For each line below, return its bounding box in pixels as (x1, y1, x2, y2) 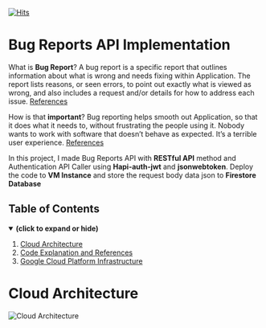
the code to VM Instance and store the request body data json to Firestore (8, 170, 257, 180)
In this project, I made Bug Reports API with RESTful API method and (8, 153, 237, 162)
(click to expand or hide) (15, 223, 99, 233)
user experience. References (8, 137, 104, 147)
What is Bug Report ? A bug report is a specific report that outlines (8, 62, 227, 72)
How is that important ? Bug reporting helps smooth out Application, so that (8, 112, 258, 121)
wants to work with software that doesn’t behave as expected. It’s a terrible (8, 129, 257, 138)
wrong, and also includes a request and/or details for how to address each (8, 88, 255, 97)
